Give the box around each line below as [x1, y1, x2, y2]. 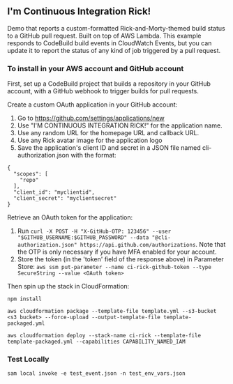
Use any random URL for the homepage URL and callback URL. [17, 129, 200, 137]
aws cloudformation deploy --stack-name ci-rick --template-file [7, 332, 201, 339]
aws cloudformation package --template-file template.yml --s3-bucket [7, 308, 217, 315]
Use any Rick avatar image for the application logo [17, 136, 163, 145]
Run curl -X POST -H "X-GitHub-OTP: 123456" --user [17, 226, 172, 236]
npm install [7, 295, 42, 302]
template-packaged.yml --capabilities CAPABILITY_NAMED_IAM [7, 338, 186, 346]
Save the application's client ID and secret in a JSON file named [17, 144, 201, 152]
